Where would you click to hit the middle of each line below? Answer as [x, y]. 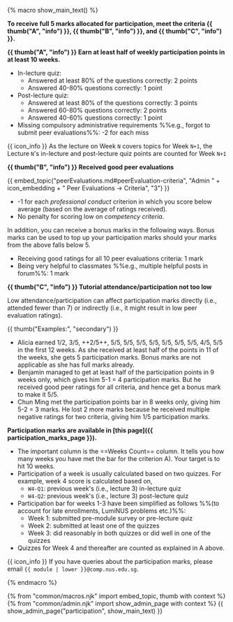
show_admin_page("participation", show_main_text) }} [85, 611]
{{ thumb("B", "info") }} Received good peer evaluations [91, 167]
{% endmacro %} [32, 582]
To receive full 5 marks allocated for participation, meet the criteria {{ [110, 23]
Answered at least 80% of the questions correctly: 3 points [112, 103]
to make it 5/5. [38, 394]
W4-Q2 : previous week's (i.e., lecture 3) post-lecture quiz [108, 496]
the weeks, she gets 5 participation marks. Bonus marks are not [109, 357]
